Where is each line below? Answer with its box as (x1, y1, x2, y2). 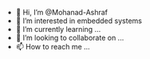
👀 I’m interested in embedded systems (15, 16, 142, 26)
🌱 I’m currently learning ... (15, 25, 101, 33)
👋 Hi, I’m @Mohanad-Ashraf (15, 8, 109, 17)
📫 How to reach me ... (15, 42, 90, 51)
